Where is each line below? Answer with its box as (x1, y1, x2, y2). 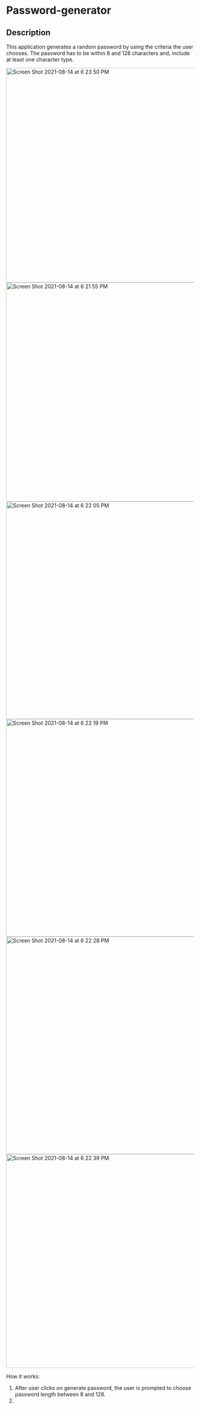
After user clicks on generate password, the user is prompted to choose (14, 1384, 192, 1391)
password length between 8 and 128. (14, 1391, 106, 1398)
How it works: (6, 1373, 40, 1380)
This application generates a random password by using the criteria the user (6, 43, 193, 50)
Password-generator (6, 4, 111, 17)
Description (6, 28, 51, 38)
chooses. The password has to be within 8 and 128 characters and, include (6, 50, 190, 57)
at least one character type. (6, 56, 74, 63)
